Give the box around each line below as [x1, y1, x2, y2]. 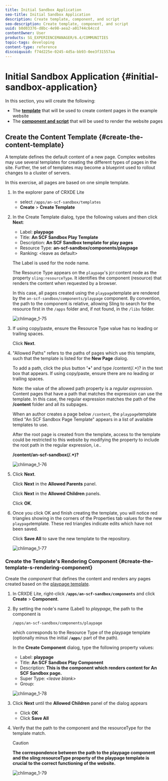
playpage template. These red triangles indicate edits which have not [12, 521, 152, 527]
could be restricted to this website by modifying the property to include [12, 437, 159, 443]
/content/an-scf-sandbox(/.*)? [12, 452, 79, 458]
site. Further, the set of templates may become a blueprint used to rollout [5, 165, 155, 171]
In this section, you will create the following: [5, 98, 95, 104]
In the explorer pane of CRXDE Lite [12, 189, 84, 195]
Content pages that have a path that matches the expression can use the [12, 391, 162, 397]
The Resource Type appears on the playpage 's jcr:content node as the [12, 270, 157, 276]
